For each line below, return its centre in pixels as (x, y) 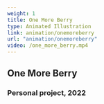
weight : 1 (21, 13)
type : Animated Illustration (49, 26)
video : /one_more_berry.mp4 (48, 45)
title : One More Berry (40, 20)
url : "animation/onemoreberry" (52, 39)
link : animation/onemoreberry (51, 33)
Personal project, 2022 (47, 93)
